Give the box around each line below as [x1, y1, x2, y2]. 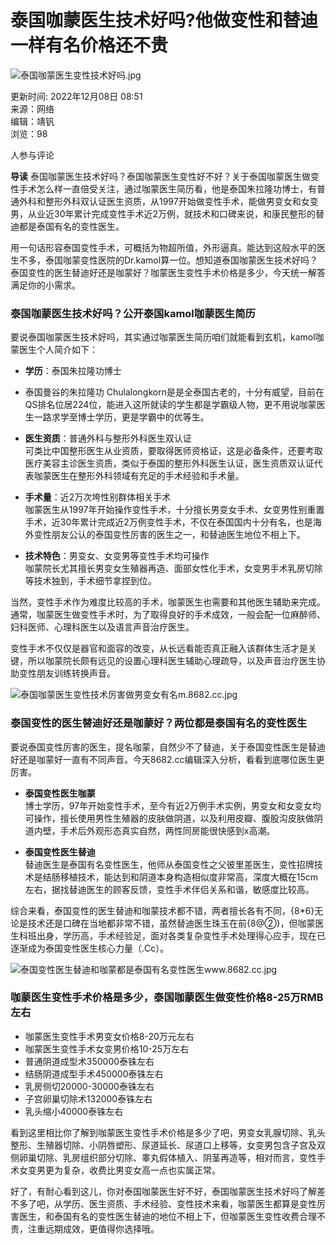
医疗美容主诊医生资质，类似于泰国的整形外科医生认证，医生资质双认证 [24, 457, 315, 470]
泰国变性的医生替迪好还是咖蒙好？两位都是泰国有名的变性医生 [10, 716, 308, 730]
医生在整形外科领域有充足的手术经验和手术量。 [51, 470, 245, 482]
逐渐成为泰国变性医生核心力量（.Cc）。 [10, 942, 170, 954]
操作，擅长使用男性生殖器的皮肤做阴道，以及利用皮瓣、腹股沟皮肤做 [33, 812, 315, 824]
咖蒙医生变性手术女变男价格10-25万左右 [24, 1042, 190, 1055]
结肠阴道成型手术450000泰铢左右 [24, 1067, 164, 1080]
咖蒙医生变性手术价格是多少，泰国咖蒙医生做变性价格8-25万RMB [10, 991, 324, 1005]
